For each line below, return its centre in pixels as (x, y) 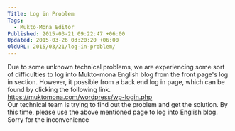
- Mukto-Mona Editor (44, 27)
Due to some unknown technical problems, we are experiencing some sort (116, 67)
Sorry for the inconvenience (48, 120)
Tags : (15, 21)
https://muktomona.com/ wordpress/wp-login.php (80, 97)
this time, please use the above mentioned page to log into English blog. (113, 112)
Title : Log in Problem (41, 14)
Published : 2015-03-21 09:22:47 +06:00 (66, 34)
